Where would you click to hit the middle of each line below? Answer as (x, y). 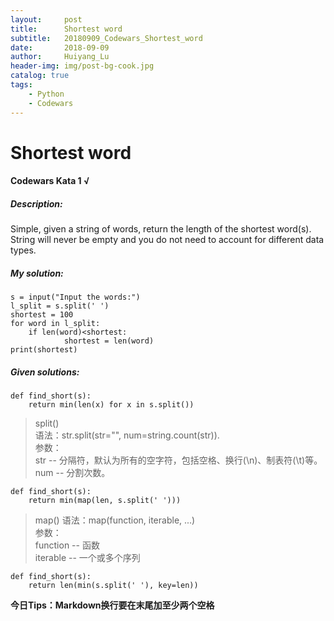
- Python (46, 94)
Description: (36, 203)
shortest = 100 (42, 315)
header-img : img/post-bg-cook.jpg (82, 66)
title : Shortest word (66, 29)
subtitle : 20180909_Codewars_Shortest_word (106, 38)
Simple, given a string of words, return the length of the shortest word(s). (161, 229)
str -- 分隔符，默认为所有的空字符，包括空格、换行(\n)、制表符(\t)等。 (178, 460)
